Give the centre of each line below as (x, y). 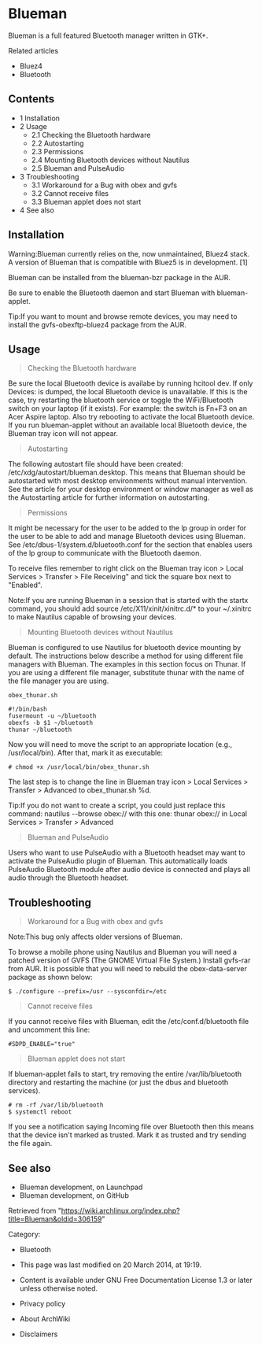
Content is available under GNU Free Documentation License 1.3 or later (136, 1280)
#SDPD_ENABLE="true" (42, 1044)
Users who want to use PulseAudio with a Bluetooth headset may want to (127, 853)
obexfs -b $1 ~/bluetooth (50, 723)
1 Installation (40, 118)
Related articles (33, 50)
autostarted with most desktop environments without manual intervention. (128, 481)
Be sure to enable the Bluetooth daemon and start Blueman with (112, 293)
